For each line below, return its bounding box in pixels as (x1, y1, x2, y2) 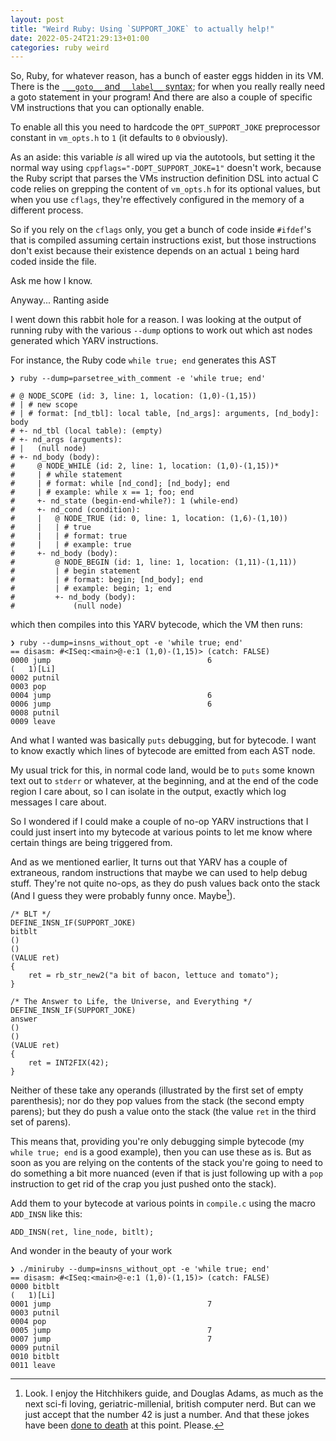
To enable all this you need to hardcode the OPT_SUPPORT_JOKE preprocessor (10, 121, 321, 133)
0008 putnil (10, 708, 60, 718)
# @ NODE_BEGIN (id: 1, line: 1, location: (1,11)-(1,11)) (10, 557, 298, 568)
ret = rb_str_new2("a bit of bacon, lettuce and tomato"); (28, 970, 280, 980)
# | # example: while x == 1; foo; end (10, 487, 195, 498)
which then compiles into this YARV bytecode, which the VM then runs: (10, 619, 303, 631)
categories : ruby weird (10, 42, 110, 53)
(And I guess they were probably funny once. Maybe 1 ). (10, 888, 236, 901)
